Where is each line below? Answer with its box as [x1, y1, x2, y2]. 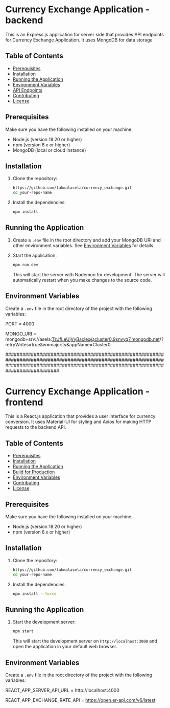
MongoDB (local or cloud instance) [12, 147, 86, 153]
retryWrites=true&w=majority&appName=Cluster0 [5, 341, 111, 347]
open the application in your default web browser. [12, 644, 117, 650]
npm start [12, 629, 34, 634]
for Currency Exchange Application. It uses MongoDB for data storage [5, 37, 153, 43]
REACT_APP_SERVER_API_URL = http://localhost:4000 [5, 687, 120, 693]
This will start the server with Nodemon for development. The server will [12, 271, 165, 277]
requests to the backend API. [5, 424, 66, 430]
